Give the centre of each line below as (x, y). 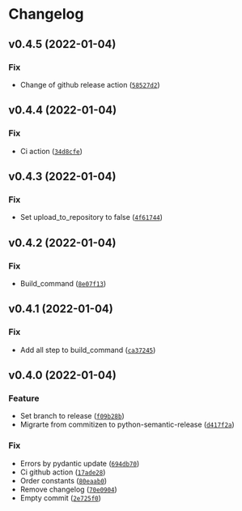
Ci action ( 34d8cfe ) (51, 151)
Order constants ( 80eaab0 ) (64, 480)
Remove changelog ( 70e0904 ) (68, 489)
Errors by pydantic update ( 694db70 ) (80, 463)
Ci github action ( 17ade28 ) (63, 472)
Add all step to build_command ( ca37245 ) (88, 350)
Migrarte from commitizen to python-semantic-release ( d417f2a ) (127, 425)
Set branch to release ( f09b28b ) (72, 416)
